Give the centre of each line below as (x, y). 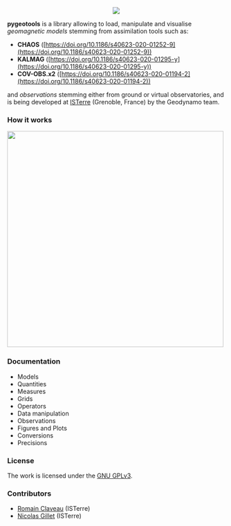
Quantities (32, 384)
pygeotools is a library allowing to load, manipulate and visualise (100, 24)
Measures (31, 391)
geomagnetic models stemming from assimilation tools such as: (98, 31)
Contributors (29, 494)
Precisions (32, 442)
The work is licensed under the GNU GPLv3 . (70, 476)
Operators (31, 406)
